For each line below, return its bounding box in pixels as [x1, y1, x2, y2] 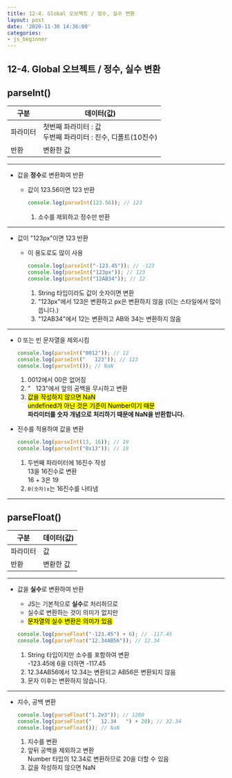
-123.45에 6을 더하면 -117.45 [27, 659, 106, 667]
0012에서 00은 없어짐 [27, 376, 86, 384]
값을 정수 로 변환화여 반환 [17, 171, 84, 180]
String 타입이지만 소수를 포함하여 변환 [27, 650, 130, 658]
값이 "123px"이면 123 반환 [17, 234, 88, 243]
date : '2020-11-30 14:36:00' [7, 23, 91, 30]
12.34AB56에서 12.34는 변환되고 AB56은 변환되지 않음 [27, 667, 176, 676]
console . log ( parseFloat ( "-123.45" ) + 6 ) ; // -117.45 [17, 631, 173, 638]
